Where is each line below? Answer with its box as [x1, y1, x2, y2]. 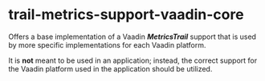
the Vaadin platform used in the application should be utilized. [8, 64, 213, 73]
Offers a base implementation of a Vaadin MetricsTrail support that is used [8, 32, 257, 41]
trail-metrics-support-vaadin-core [8, 6, 244, 24]
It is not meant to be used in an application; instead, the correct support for [8, 56, 258, 65]
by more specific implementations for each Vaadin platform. [8, 40, 206, 49]
